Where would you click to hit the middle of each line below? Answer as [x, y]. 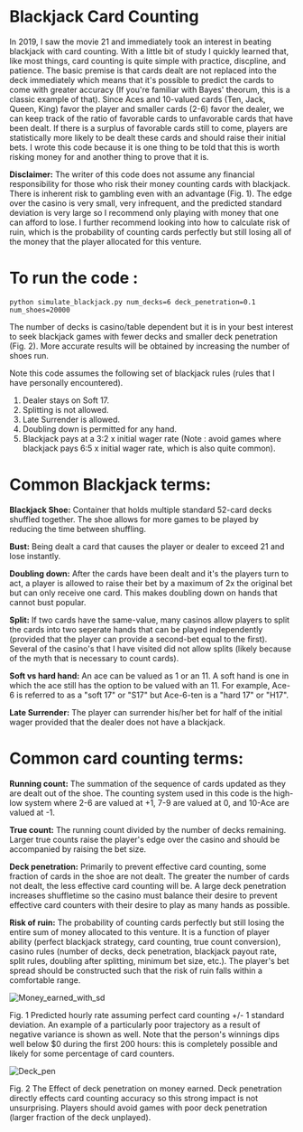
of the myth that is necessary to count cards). [94, 658]
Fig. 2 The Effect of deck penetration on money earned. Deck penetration [146, 1088]
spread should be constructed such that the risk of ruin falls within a [136, 970]
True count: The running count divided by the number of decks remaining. [148, 829]
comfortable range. [45, 980]
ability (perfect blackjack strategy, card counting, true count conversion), [145, 941]
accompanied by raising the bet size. [78, 849]
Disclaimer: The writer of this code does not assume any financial [132, 174]
